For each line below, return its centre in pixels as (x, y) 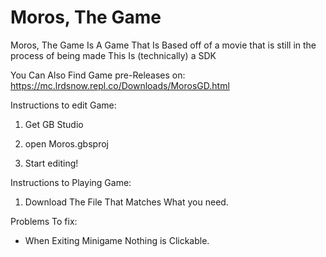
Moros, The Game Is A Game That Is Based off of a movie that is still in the (163, 45)
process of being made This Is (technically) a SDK (113, 55)
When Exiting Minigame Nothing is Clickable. (117, 240)
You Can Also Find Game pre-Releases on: (98, 75)
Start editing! (51, 163)
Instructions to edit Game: (63, 105)
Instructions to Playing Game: (71, 182)
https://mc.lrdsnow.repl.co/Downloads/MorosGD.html (120, 85)
